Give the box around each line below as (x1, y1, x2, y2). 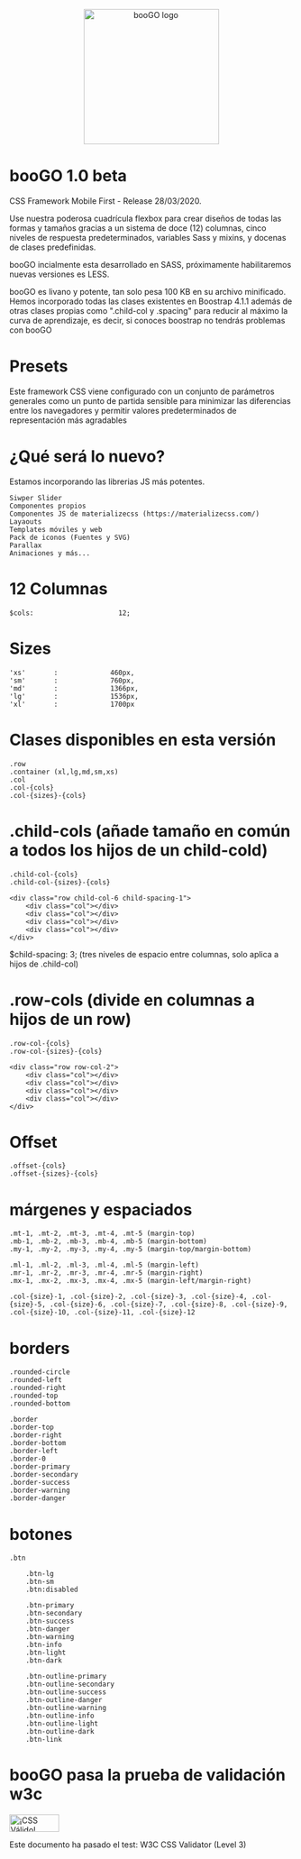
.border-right (9, 1431, 63, 1440)
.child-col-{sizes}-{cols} (9, 877, 111, 887)
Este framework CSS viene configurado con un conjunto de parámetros (9, 386, 275, 397)
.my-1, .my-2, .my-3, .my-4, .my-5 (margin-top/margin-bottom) (9, 1245, 252, 1254)
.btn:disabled (25, 1585, 78, 1595)
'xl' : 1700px (9, 700, 135, 709)
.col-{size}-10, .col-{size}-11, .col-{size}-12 (9, 1308, 196, 1317)
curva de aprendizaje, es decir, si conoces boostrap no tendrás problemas (9, 315, 286, 325)
